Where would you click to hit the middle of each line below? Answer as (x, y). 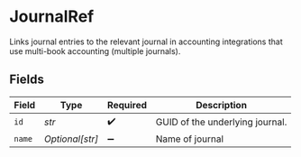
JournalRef (52, 17)
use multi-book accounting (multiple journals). (95, 51)
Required (127, 105)
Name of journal (189, 139)
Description (221, 105)
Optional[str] (71, 139)
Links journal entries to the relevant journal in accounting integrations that (146, 42)
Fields (27, 80)
